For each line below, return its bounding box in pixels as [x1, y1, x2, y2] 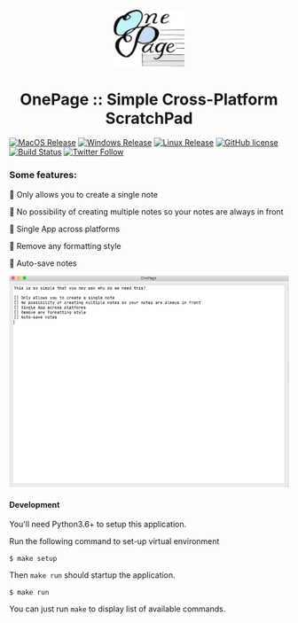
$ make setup [9, 555, 58, 564]
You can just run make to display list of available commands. [9, 604, 226, 614]
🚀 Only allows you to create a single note [9, 189, 158, 199]
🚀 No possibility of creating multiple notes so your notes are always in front [9, 206, 284, 217]
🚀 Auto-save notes [9, 258, 77, 269]
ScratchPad [105, 108, 193, 128]
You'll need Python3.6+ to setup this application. [9, 519, 187, 530]
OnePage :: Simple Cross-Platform [20, 90, 278, 109]
